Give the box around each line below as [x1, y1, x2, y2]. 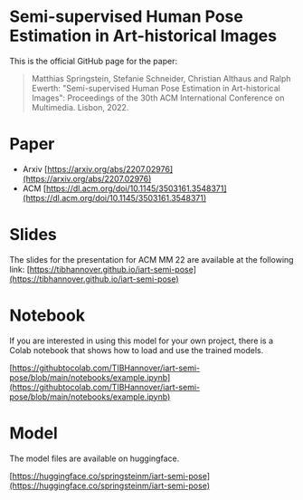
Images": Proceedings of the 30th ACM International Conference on [31, 92, 285, 103]
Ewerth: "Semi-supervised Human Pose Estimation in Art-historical [31, 82, 280, 93]
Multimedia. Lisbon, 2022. [31, 101, 129, 112]
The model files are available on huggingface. [9, 453, 180, 464]
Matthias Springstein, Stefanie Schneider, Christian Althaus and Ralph [31, 72, 291, 83]
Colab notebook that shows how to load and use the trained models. [9, 344, 264, 355]
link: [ [9, 264, 30, 274]
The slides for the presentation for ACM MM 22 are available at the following [9, 254, 294, 264]
